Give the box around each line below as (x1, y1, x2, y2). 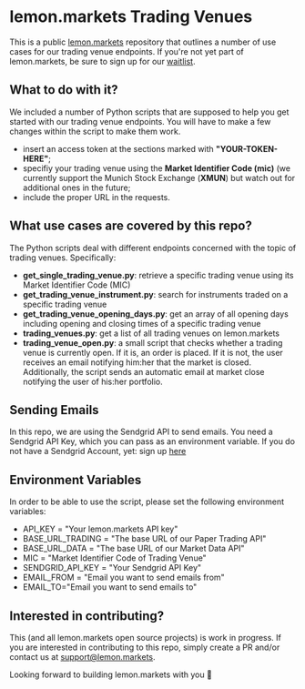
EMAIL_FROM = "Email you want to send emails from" (22, 572, 225, 583)
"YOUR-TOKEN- (215, 143, 279, 154)
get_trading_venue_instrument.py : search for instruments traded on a (22, 289, 289, 299)
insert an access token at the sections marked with (22, 143, 214, 154)
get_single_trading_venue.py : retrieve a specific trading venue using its (22, 269, 294, 280)
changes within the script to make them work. (9, 126, 181, 137)
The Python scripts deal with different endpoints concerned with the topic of (9, 242, 297, 253)
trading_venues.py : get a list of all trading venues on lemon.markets (22, 328, 280, 339)
